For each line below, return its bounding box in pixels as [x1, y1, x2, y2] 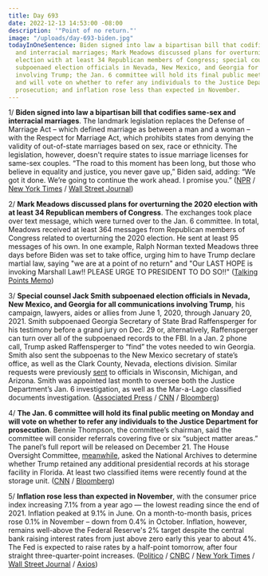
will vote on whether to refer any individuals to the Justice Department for [8, 416, 258, 427]
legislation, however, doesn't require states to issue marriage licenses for [8, 150, 249, 160]
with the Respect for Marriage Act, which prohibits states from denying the [8, 133, 254, 143]
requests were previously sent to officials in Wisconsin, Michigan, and [8, 368, 238, 377]
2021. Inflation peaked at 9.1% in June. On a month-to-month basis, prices [8, 508, 253, 519]
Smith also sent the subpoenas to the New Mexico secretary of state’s [8, 350, 238, 360]
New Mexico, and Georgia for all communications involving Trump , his [8, 300, 246, 310]
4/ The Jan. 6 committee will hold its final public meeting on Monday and [8, 408, 254, 418]
